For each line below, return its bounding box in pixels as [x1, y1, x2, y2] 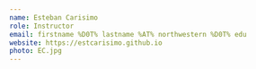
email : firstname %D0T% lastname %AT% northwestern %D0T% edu [9, 30, 247, 39]
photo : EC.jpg [9, 47, 63, 56]
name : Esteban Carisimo [9, 13, 99, 22]
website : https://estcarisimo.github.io [9, 38, 163, 47]
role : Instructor [9, 22, 75, 30]
